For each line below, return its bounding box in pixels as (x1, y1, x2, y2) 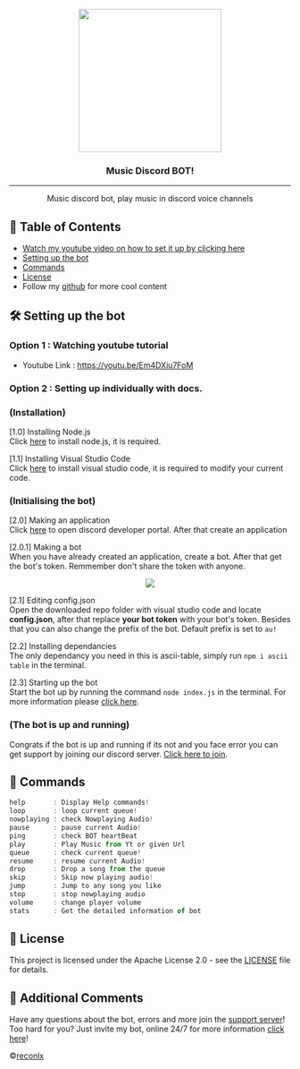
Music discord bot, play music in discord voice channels (46, 193, 254, 204)
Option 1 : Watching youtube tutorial (9, 339, 169, 352)
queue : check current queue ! (9, 848, 142, 857)
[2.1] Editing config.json (9, 595, 96, 606)
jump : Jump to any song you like (9, 882, 162, 891)
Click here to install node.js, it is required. (9, 436, 162, 447)
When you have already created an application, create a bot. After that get (9, 552, 282, 562)
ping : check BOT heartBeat (9, 831, 138, 841)
